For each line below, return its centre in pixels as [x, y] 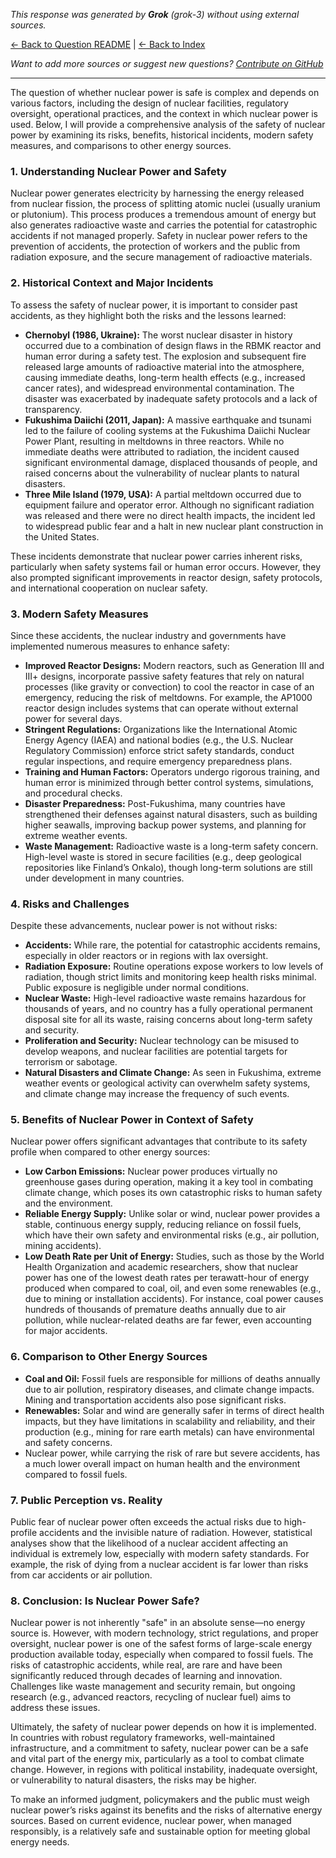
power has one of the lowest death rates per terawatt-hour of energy [167, 1278]
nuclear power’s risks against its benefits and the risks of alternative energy [166, 1810]
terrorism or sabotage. [71, 1062]
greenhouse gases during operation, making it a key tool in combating [169, 1182]
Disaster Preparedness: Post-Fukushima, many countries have [155, 803]
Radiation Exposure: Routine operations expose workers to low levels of [174, 966]
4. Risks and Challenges [70, 904]
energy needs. [40, 1842]
